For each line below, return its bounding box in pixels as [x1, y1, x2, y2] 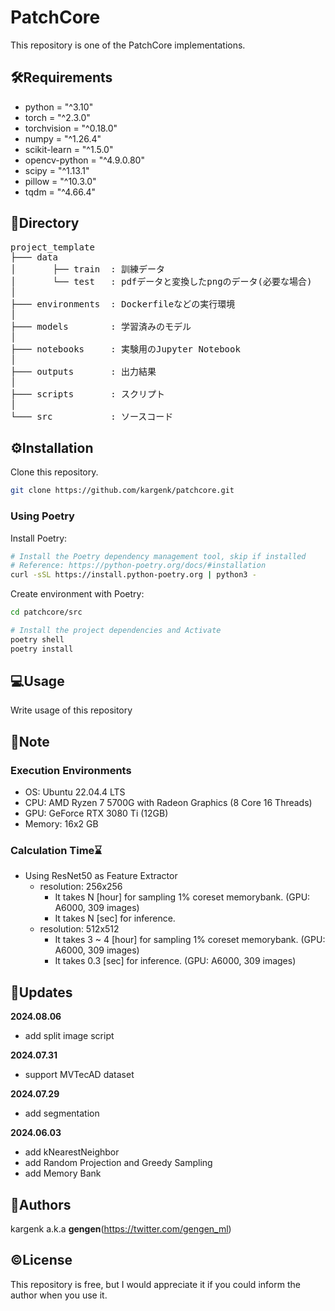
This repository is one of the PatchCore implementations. [10, 39, 246, 51]
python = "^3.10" [24, 101, 94, 113]
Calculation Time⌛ [10, 844, 103, 858]
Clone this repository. [10, 466, 99, 478]
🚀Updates [10, 984, 73, 1001]
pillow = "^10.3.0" [24, 175, 97, 187]
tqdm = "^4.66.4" [24, 186, 97, 198]
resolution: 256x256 [39, 881, 123, 893]
